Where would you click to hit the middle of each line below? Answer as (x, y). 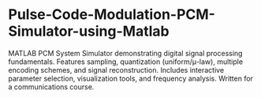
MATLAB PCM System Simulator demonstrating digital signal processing (125, 53)
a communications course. (51, 87)
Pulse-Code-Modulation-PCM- (112, 15)
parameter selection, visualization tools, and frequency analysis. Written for (131, 78)
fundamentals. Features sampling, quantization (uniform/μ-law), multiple (125, 62)
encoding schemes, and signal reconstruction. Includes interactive (116, 70)
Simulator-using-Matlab (89, 31)
